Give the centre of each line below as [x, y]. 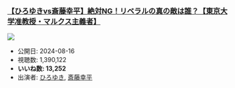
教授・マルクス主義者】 [61, 21]
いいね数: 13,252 [42, 68]
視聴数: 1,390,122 [42, 60]
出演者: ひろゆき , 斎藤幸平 [55, 78]
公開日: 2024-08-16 [46, 51]
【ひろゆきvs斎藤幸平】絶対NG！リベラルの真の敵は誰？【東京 [114, 10]
